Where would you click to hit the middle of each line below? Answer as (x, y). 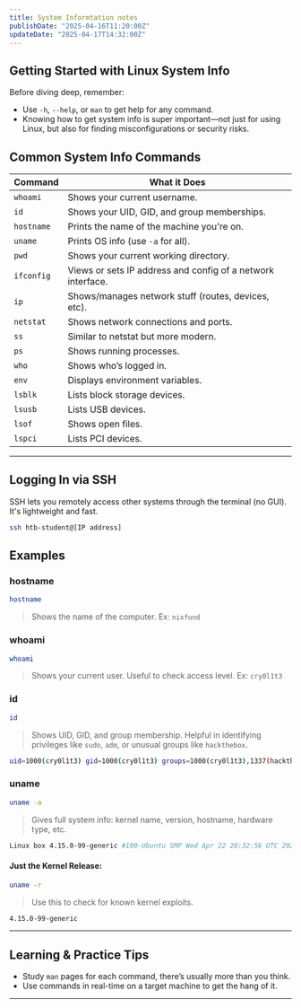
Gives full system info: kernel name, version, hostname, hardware (152, 820)
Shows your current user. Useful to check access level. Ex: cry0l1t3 (157, 676)
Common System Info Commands (105, 157)
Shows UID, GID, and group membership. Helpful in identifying (146, 735)
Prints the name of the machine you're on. (156, 227)
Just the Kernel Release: (56, 866)
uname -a (26, 802)
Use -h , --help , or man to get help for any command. (118, 110)
